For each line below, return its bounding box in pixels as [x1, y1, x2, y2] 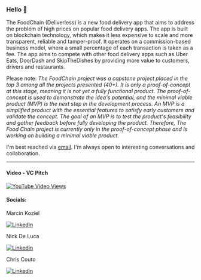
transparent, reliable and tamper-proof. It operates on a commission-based [6, 38, 191, 45]
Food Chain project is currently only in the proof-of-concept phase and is [6, 125, 188, 133]
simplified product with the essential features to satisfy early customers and [6, 107, 194, 114]
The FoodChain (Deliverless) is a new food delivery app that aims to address [6, 19, 194, 26]
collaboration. [6, 150, 40, 157]
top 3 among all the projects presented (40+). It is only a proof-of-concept [6, 81, 191, 88]
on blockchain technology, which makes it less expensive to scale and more [6, 32, 193, 39]
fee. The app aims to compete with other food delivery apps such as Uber [6, 51, 188, 58]
